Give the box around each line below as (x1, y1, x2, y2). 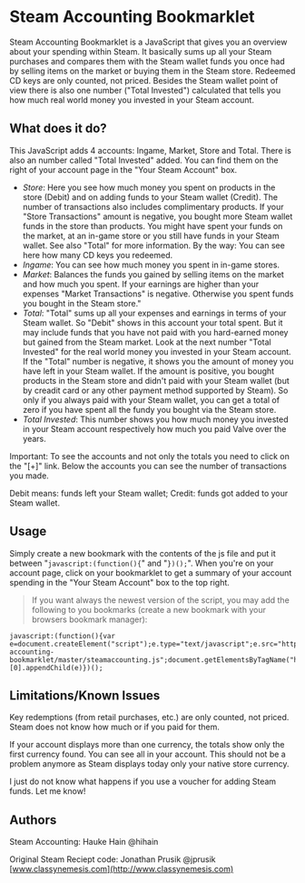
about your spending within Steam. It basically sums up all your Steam (9, 45, 272, 56)
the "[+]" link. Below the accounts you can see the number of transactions (9, 460, 288, 471)
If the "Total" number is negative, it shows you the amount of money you (22, 356, 294, 366)
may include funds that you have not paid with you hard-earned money (22, 326, 289, 337)
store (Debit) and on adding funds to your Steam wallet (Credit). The (22, 191, 279, 202)
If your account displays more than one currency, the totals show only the (9, 739, 285, 750)
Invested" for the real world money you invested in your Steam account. (22, 346, 292, 356)
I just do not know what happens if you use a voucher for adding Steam (9, 776, 277, 788)
